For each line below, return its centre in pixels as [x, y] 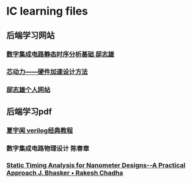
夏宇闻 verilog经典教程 [40, 131]
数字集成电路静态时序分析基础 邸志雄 [60, 54]
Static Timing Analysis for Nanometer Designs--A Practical [96, 165]
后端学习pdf [29, 111]
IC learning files [47, 11]
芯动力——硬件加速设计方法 [47, 72]
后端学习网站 [31, 35]
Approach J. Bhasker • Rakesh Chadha [65, 173]
